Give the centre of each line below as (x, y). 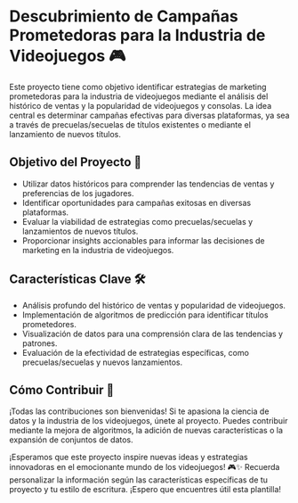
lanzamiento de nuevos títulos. (65, 134)
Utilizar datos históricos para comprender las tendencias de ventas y (148, 184)
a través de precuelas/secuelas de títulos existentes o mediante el (130, 124)
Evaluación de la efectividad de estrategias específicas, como (135, 352)
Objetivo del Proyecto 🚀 (76, 162)
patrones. (40, 343)
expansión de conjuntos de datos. (71, 440)
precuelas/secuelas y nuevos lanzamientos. (102, 362)
